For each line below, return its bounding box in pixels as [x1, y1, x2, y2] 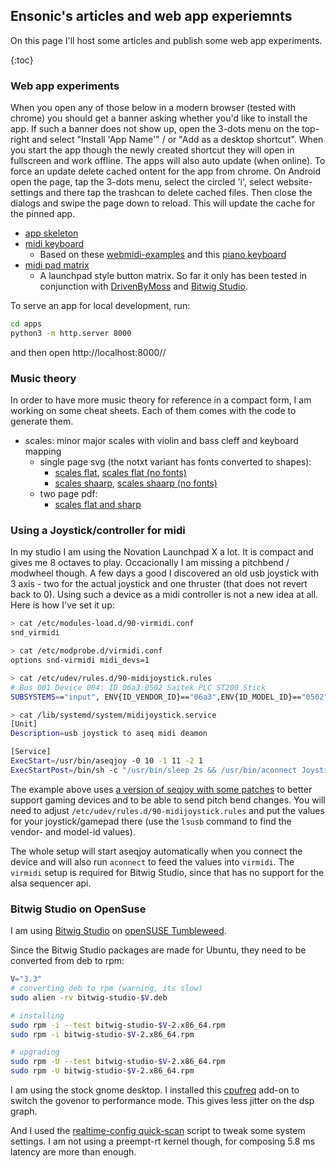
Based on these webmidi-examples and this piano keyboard [39, 249, 287, 261]
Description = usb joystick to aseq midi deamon [10, 729, 208, 739]
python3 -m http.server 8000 [10, 328, 132, 338]
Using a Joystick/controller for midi [10, 524, 186, 538]
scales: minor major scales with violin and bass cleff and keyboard [24, 435, 299, 447]
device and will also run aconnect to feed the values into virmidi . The [10, 855, 295, 868]
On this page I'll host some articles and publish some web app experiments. [10, 34, 323, 46]
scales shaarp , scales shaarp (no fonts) [54, 477, 218, 489]
